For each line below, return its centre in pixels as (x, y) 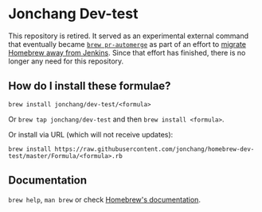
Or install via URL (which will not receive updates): (91, 134)
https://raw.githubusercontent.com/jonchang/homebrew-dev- (154, 149)
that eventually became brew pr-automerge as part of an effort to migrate (127, 44)
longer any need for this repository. (66, 61)
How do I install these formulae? (90, 86)
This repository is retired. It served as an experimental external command (129, 36)
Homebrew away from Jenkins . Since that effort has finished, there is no (127, 52)
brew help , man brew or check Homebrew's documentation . (105, 199)
